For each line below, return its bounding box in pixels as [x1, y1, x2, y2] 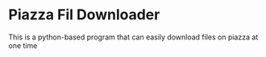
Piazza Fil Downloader [8, 6, 160, 24]
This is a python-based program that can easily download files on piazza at [8, 32, 259, 42]
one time [8, 40, 38, 50]
